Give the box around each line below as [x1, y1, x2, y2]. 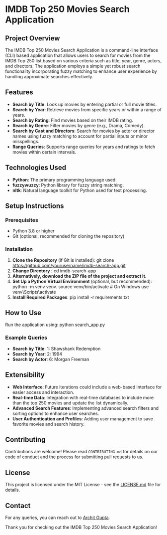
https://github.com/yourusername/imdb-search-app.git [12, 262, 126, 268]
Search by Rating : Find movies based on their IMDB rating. [12, 117, 133, 123]
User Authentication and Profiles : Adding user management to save [12, 415, 153, 422]
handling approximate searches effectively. [5, 74, 93, 79]
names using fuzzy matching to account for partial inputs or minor [12, 133, 148, 139]
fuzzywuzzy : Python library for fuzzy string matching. [12, 182, 124, 188]
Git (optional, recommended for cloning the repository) [12, 233, 125, 239]
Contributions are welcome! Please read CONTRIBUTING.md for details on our [5, 449, 158, 455]
